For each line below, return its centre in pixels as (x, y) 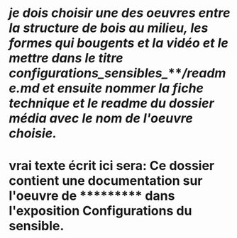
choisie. (33, 134)
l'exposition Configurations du (100, 211)
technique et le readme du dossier (111, 103)
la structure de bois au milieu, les (109, 28)
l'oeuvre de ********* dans (92, 196)
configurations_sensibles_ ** (95, 73)
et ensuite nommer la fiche (123, 88)
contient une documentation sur (106, 181)
